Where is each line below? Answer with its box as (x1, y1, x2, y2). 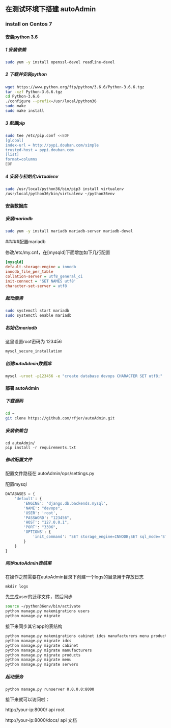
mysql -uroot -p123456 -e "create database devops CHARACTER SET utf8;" (5, 373, 163, 379)
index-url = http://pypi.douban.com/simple (5, 143, 99, 148)
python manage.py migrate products (5, 652, 81, 657)
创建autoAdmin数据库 (5, 360, 52, 366)
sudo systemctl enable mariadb (5, 313, 72, 318)
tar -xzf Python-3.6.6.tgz (5, 89, 63, 95)
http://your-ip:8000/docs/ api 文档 (5, 717, 77, 723)
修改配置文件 (5, 456, 32, 462)
